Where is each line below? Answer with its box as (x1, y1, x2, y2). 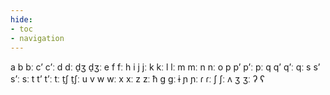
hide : (10, 14, 33, 25)
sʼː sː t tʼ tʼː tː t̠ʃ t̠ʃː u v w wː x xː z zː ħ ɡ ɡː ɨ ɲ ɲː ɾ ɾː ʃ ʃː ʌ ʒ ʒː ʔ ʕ (10, 73, 265, 85)
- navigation (10, 33, 65, 43)
